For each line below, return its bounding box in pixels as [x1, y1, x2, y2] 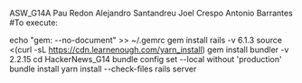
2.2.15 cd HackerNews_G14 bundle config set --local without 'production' [9, 54, 282, 64]
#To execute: [9, 17, 59, 28]
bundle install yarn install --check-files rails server [9, 63, 197, 74]
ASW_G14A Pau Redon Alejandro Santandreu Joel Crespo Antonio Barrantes [9, 8, 294, 18]
